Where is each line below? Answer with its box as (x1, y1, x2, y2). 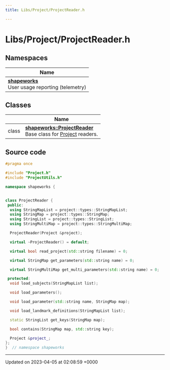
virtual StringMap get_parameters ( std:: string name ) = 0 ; (10, 258, 135, 263)
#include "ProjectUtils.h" (5, 175, 62, 180)
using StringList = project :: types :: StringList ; (10, 217, 114, 222)
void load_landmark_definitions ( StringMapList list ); (10, 308, 125, 313)
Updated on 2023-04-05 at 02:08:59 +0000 (5, 359, 98, 365)
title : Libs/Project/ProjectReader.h (5, 7, 85, 13)
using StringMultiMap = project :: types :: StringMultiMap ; (10, 221, 133, 227)
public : (7, 202, 24, 208)
